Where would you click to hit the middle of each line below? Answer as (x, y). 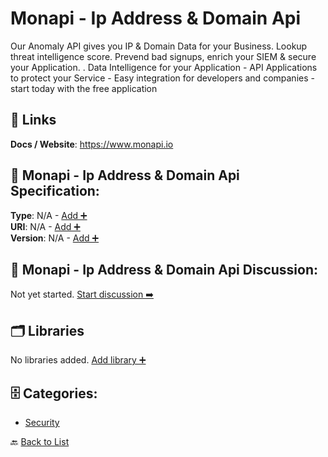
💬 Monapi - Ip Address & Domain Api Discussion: (164, 269)
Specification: (55, 191)
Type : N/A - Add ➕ (49, 215)
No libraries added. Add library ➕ (78, 360)
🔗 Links (33, 120)
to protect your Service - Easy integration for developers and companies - (162, 78)
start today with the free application (84, 88)
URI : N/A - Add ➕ (45, 226)
